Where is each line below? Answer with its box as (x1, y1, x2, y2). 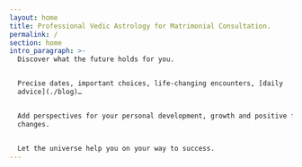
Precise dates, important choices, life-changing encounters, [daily (17, 79, 283, 88)
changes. (17, 119, 50, 128)
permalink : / (9, 30, 58, 39)
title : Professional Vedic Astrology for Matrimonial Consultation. (9, 22, 271, 31)
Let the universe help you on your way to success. (17, 144, 216, 153)
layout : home (9, 13, 58, 22)
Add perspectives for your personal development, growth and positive (17, 111, 288, 120)
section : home (9, 38, 63, 48)
